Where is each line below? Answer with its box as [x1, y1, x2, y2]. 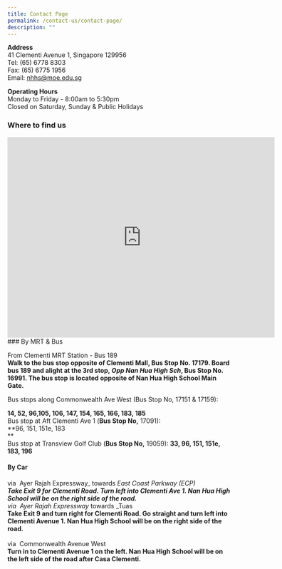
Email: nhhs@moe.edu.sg [7, 73, 82, 82]
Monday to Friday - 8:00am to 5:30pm [7, 95, 120, 103]
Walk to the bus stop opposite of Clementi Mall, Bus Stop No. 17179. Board [7, 358, 230, 367]
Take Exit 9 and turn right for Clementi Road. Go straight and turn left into [7, 509, 228, 518]
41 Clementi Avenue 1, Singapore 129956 [7, 51, 127, 59]
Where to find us [7, 121, 66, 130]
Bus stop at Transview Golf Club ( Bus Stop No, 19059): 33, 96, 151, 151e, [7, 439, 221, 448]
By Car [7, 463, 28, 471]
